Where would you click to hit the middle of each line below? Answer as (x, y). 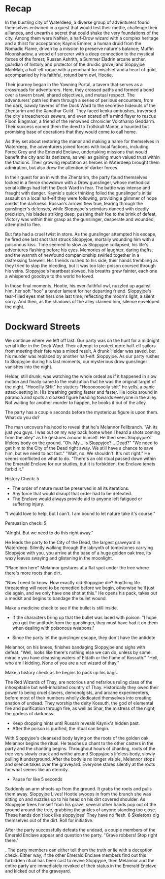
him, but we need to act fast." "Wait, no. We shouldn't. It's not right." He (78, 453)
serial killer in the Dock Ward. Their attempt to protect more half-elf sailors (81, 346)
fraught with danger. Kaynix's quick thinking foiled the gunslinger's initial (79, 193)
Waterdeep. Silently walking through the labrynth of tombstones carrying (79, 548)
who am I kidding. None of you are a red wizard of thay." (62, 663)
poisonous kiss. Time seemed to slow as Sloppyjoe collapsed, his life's (77, 244)
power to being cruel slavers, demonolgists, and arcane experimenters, (77, 693)
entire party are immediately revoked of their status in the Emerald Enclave (81, 866)
